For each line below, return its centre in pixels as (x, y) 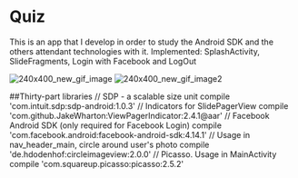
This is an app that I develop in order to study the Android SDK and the (142, 42)
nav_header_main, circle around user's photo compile (109, 144)
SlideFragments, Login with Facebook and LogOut (103, 61)
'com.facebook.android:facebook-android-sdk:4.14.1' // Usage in (130, 134)
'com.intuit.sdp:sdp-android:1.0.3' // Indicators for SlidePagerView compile (149, 105)
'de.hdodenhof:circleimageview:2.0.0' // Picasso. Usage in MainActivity (143, 154)
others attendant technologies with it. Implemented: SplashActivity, (135, 51)
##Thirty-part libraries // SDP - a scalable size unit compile (119, 96)
